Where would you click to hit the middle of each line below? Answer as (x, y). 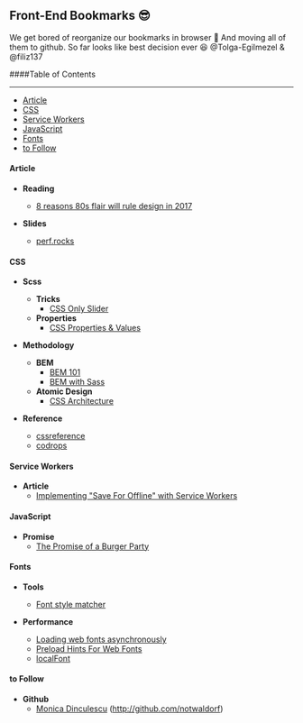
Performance (48, 621)
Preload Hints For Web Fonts (89, 648)
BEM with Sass (77, 382)
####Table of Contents (53, 74)
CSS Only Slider (79, 309)
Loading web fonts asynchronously (101, 639)
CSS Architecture (82, 401)
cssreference (60, 436)
